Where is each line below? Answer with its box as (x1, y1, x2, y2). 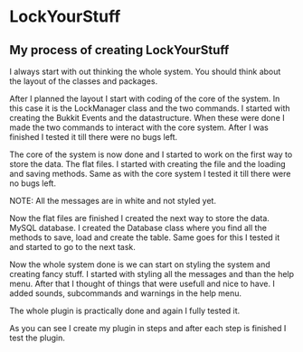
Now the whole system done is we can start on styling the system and (9, 259, 271, 270)
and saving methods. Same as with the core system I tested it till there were (9, 169, 291, 179)
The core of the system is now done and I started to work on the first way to (9, 149, 293, 160)
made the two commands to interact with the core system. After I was (9, 122, 269, 133)
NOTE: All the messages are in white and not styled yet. (9, 196, 217, 206)
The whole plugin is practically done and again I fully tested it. (9, 305, 241, 316)
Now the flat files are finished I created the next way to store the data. (9, 213, 270, 223)
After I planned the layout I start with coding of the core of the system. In (9, 93, 280, 104)
